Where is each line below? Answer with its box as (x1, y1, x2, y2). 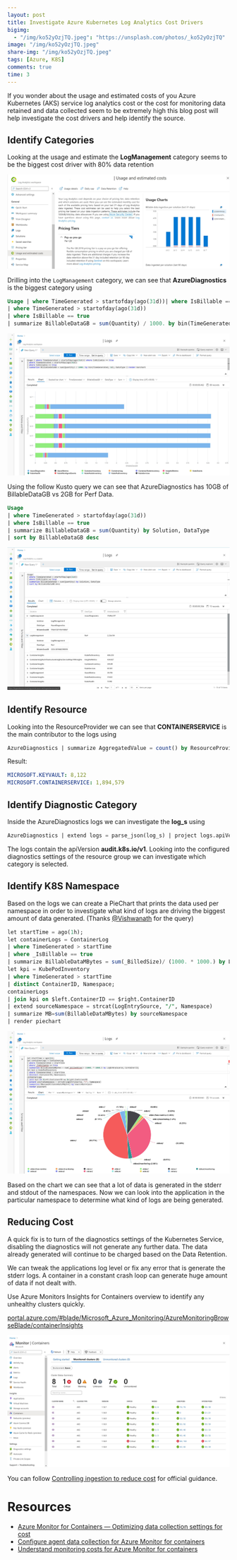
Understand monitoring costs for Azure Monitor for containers (17, 1544, 198, 1553)
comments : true (7, 64, 52, 71)
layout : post (7, 11, 46, 18)
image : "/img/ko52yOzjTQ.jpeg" (7, 41, 99, 49)
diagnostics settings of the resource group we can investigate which (7, 852, 207, 861)
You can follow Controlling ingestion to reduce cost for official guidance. (7, 1474, 217, 1482)
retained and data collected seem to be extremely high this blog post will (7, 106, 219, 114)
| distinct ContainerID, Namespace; (7, 980, 115, 988)
